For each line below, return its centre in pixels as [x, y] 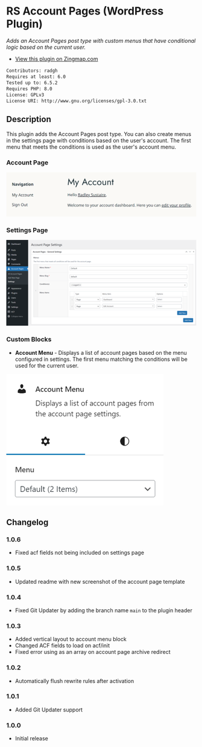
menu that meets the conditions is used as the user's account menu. [91, 147]
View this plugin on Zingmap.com [56, 59]
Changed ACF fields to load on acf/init [62, 645]
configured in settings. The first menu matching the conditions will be [101, 359]
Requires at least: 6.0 [36, 77]
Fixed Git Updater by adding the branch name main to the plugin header [104, 610]
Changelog [27, 522]
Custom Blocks [29, 340]
